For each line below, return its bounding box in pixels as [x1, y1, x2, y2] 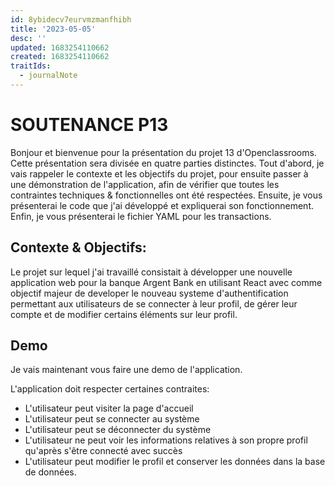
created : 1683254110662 [10, 52, 110, 62]
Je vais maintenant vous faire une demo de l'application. [10, 364, 243, 376]
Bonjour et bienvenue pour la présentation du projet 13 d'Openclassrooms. [10, 146, 317, 158]
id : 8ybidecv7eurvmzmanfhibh [10, 14, 132, 25]
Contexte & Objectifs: [10, 239, 147, 256]
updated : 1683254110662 [10, 42, 110, 53]
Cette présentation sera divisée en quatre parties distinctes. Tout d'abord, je [10, 157, 325, 169]
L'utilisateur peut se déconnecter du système [24, 424, 212, 436]
